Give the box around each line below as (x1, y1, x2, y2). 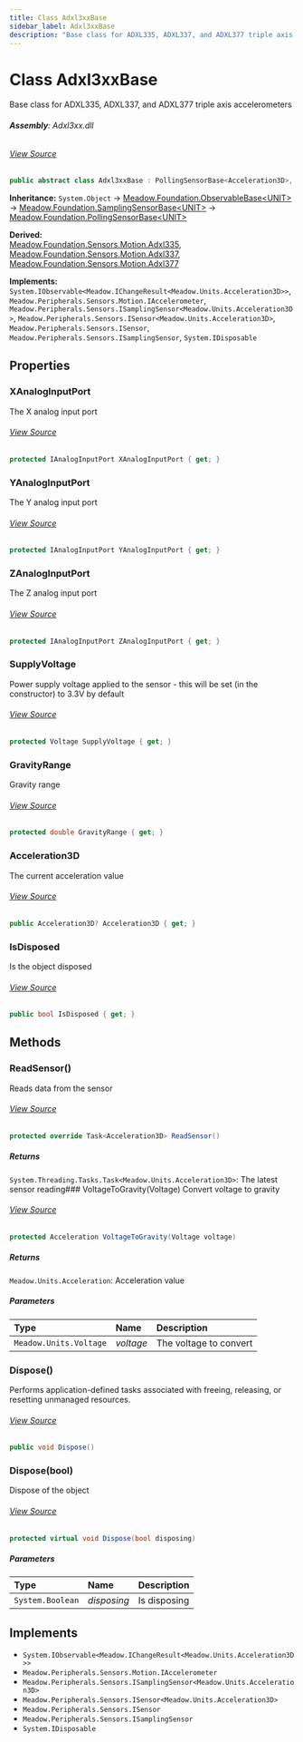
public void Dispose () (9, 1443, 95, 1452)
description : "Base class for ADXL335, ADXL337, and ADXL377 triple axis (9, 30, 294, 39)
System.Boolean (14, 1595, 80, 1606)
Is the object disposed (9, 960, 92, 971)
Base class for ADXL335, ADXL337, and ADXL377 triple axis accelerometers (9, 99, 292, 110)
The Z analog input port (9, 588, 98, 599)
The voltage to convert (156, 1337, 253, 1349)
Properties (9, 358, 71, 374)
